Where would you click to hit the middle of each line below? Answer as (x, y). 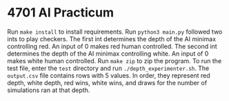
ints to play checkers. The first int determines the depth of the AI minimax (111, 38)
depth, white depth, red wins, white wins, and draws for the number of (107, 82)
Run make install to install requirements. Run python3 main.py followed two (115, 32)
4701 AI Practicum (60, 13)
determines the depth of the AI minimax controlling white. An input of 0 (108, 54)
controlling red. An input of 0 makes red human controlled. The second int (112, 46)
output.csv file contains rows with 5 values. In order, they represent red (109, 75)
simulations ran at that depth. (49, 90)
